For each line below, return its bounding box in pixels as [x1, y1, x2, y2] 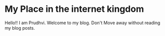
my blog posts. [4, 25, 35, 31]
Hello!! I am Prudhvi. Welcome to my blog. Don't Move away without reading [4, 20, 161, 26]
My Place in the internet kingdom [4, 3, 144, 15]
